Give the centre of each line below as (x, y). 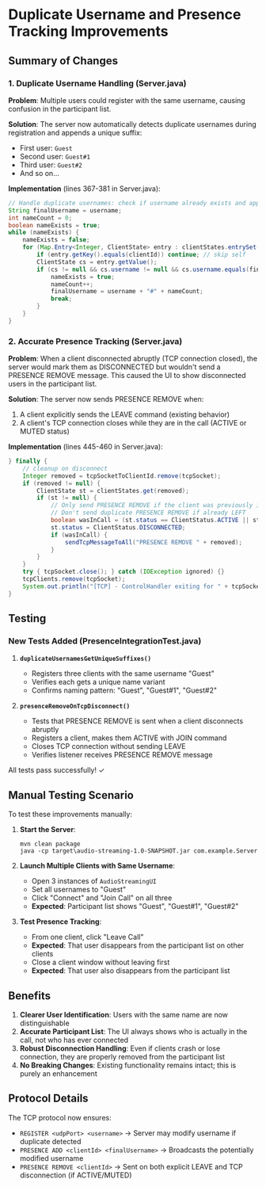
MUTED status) (44, 431)
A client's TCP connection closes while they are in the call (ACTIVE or (133, 423)
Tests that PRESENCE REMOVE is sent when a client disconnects (137, 721)
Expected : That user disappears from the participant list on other (138, 945)
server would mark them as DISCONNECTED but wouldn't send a (114, 367)
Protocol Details (48, 1099)
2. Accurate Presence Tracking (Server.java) (95, 341)
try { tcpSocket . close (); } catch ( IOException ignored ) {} (123, 572)
